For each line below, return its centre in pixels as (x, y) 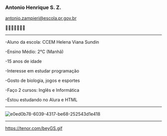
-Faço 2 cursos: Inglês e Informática (42, 90)
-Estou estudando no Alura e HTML (42, 100)
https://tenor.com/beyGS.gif (34, 129)
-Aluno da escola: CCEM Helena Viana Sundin (52, 42)
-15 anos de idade (24, 62)
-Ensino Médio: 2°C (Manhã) (34, 52)
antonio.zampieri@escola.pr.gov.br (41, 18)
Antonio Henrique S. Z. (33, 7)
